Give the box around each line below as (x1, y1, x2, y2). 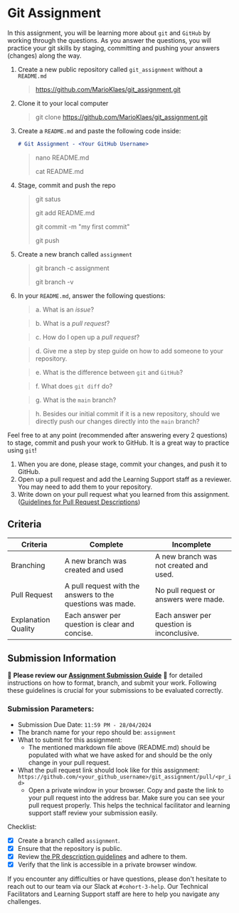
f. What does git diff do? (35, 381, 113, 390)
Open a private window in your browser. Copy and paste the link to (28, 785, 224, 794)
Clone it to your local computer (17, 98, 109, 108)
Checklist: (7, 822, 37, 831)
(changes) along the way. (7, 51, 82, 60)
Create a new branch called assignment (17, 249, 133, 258)
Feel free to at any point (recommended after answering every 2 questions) (7, 430, 228, 439)
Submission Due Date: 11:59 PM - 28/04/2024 (17, 720, 152, 728)
